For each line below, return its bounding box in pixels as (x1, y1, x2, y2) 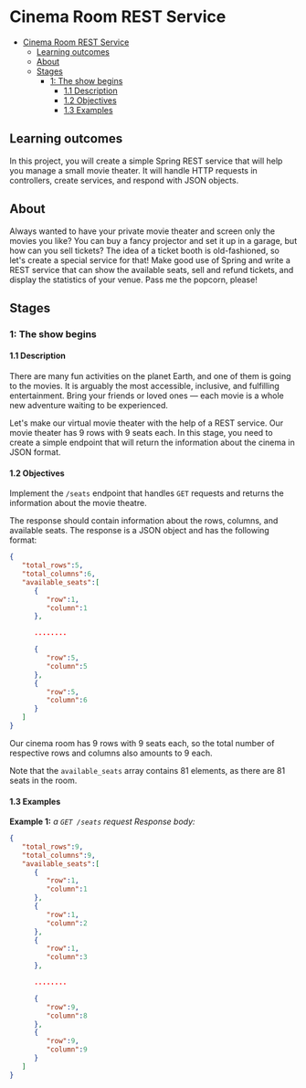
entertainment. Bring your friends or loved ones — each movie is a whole (9, 390, 285, 401)
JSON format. (9, 447, 61, 458)
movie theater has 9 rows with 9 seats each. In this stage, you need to (9, 428, 273, 438)
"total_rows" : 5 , (21, 561, 84, 570)
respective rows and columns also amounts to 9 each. (9, 747, 213, 758)
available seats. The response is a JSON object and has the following (9, 525, 269, 536)
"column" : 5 (46, 661, 89, 671)
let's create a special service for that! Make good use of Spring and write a (9, 254, 290, 266)
